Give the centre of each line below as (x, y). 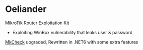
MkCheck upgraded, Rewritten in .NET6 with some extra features (72, 42)
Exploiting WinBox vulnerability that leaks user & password (72, 32)
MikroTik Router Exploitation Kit (37, 23)
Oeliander (26, 9)
